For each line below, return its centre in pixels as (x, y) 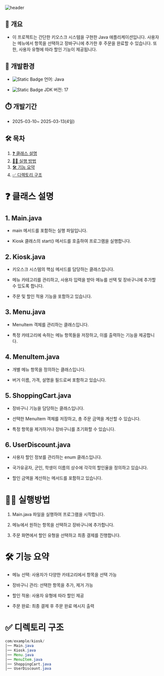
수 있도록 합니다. (28, 286)
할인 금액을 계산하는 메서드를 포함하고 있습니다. (57, 478)
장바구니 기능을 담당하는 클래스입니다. (48, 408)
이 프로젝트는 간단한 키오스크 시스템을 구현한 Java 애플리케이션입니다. (79, 37)
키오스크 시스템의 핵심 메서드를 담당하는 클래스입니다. (63, 269)
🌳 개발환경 (20, 66)
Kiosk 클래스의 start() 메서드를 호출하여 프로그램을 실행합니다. (71, 241)
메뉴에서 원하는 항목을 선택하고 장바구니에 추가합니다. (63, 525)
